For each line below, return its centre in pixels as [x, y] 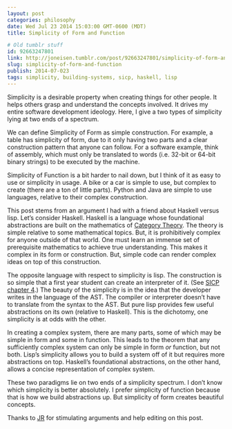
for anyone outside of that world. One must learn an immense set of [104, 239]
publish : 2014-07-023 [38, 71]
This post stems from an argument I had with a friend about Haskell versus [113, 210]
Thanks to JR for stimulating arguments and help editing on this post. [105, 417]
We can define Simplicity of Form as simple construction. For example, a [110, 132]
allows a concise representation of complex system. [81, 369]
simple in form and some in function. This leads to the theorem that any [109, 339]
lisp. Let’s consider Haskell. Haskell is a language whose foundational [106, 217]
